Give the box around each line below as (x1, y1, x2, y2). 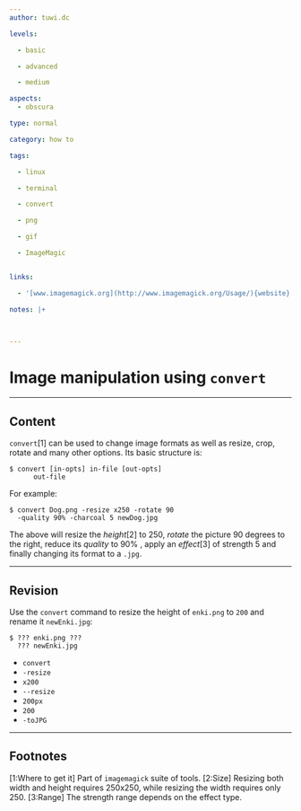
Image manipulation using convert (9, 367, 267, 387)
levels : (9, 29, 39, 39)
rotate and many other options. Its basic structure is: (9, 447, 203, 458)
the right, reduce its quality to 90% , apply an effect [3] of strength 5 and (9, 539, 277, 550)
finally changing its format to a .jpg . (9, 549, 142, 560)
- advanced (17, 62, 58, 71)
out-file (32, 472, 66, 481)
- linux (17, 167, 47, 176)
